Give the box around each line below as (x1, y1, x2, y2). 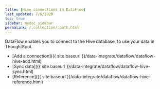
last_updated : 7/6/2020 (5, 12, 53, 17)
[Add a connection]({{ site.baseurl (12, 53, 81, 59)
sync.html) (12, 69, 34, 74)
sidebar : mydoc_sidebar (5, 20, 53, 26)
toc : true (5, 16, 25, 21)
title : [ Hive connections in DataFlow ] (5, 7, 86, 12)
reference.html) (12, 79, 44, 85)
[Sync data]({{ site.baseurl (12, 64, 66, 70)
